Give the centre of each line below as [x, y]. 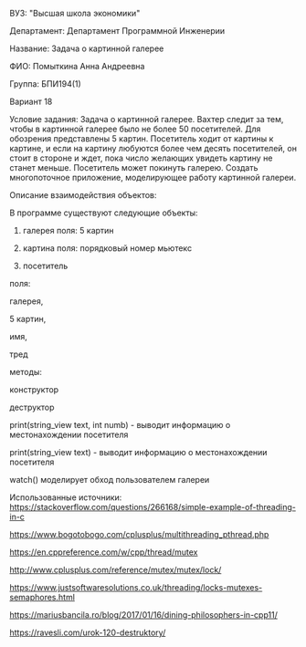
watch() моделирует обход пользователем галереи [110, 480]
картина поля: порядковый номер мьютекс [107, 248]
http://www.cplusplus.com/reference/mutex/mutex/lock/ [116, 570]
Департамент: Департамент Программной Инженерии [117, 31]
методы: [26, 372]
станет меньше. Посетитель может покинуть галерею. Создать [134, 167]
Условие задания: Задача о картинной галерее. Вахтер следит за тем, [147, 119]
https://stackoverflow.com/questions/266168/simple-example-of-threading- [153, 507]
